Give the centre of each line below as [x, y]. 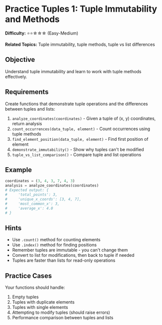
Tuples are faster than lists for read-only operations [64, 260]
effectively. [16, 76]
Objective [20, 60]
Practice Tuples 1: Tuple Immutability [81, 9]
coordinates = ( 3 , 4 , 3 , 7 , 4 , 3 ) [40, 181]
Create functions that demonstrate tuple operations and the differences [77, 104]
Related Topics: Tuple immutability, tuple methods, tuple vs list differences [80, 44]
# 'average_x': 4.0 [29, 208]
